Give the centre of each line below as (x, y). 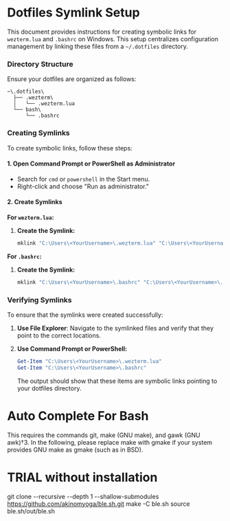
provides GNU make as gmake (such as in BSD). (75, 450)
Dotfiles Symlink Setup (73, 13)
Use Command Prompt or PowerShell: (72, 348)
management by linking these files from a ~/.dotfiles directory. (98, 46)
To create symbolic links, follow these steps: (70, 148)
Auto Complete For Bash (78, 415)
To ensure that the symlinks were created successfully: (85, 315)
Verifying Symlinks (39, 300)
